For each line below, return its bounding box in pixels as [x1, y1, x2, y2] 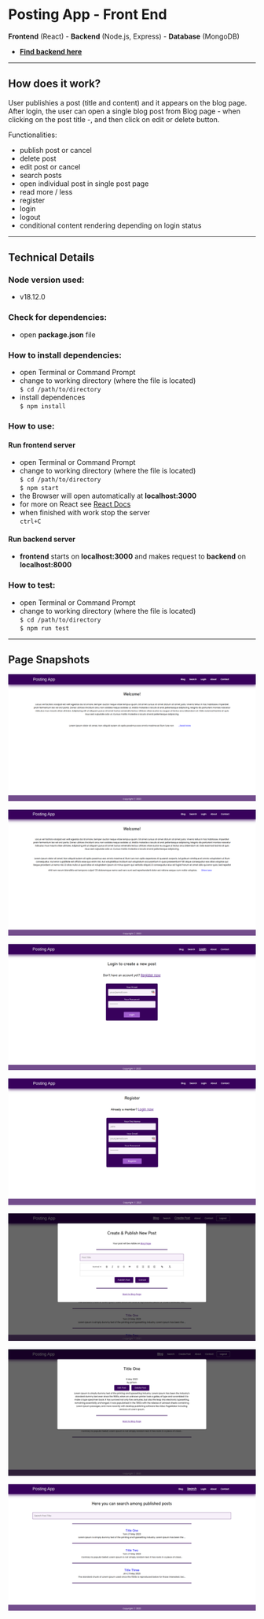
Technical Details [8, 251, 95, 265]
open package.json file [19, 329, 96, 340]
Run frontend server [8, 440, 76, 450]
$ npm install [19, 403, 66, 410]
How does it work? [8, 77, 101, 91]
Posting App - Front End [8, 6, 167, 24]
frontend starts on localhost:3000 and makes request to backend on [19, 551, 246, 561]
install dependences [19, 392, 86, 403]
